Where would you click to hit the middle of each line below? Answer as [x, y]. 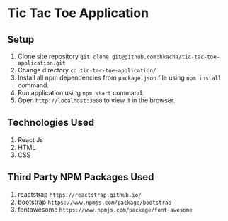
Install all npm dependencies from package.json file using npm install [119, 77]
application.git [41, 63]
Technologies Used [51, 123]
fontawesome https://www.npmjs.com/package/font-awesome [105, 209]
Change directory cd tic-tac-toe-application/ [87, 70]
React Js [30, 139]
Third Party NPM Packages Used [81, 177]
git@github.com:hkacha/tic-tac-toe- [166, 57]
